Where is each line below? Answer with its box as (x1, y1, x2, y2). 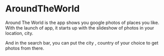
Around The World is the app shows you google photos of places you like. (5, 19, 159, 25)
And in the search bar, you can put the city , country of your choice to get (5, 39, 158, 45)
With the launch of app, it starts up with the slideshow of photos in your (5, 24, 154, 30)
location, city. (5, 30, 33, 36)
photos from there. (5, 45, 45, 51)
